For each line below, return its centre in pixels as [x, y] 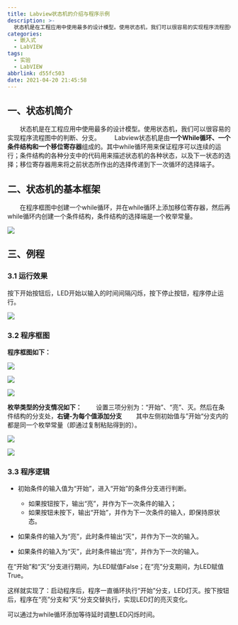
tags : [15, 54]
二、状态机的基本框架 [54, 189]
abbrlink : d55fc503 [36, 73]
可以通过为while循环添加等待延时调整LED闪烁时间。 [83, 614]
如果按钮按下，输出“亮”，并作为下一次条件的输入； [102, 504]
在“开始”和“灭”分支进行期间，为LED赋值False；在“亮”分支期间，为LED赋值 [116, 567]
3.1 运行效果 [28, 276]
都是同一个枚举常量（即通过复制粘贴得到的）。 [74, 425]
